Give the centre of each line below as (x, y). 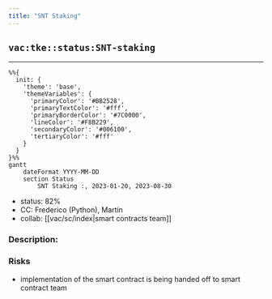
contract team (43, 288)
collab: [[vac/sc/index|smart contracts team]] (96, 219)
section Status (49, 179)
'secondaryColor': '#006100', (81, 130)
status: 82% (40, 201)
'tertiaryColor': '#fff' (72, 137)
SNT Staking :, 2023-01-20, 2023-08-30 (105, 186)
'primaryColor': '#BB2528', (77, 101)
